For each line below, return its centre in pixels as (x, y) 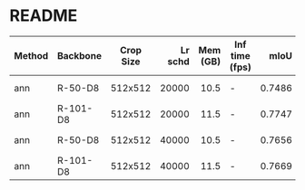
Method (31, 55)
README (44, 16)
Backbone (80, 55)
